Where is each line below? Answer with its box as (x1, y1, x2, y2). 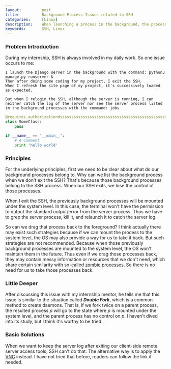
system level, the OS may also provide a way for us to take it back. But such (5, 235, 164, 241)
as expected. (5, 88, 33, 93)
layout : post (5, 7, 51, 13)
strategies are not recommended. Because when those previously (5, 240, 144, 246)
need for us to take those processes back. (5, 267, 94, 273)
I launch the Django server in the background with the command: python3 (5, 70, 165, 75)
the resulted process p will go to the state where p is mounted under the (5, 307, 157, 314)
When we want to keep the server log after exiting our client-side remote (5, 343, 158, 349)
